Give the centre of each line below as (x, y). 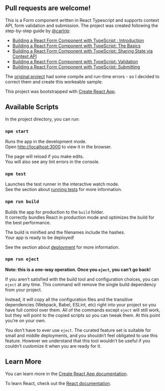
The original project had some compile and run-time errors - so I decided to (82, 76)
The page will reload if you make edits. (45, 156)
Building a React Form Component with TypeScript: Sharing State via (82, 51)
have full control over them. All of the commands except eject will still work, (83, 310)
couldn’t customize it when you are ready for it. (53, 346)
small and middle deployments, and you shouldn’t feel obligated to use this (81, 335)
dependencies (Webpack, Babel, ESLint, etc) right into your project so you (81, 304)
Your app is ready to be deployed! (40, 237)
